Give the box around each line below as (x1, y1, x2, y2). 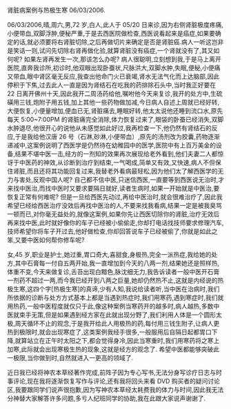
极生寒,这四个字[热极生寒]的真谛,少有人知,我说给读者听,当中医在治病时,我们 (7, 285, 220, 293)
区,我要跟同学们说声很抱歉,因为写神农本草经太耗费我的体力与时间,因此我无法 (7, 386, 224, 394)
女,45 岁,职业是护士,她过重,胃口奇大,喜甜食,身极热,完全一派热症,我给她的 (7, 251, 212, 258)
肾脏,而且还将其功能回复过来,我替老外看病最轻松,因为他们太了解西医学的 (12, 167, 219, 175)
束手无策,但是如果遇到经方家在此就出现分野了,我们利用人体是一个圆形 (19, 311, 217, 319)
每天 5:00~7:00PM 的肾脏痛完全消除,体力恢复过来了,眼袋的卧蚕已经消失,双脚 (7, 116, 224, 123)
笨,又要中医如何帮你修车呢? (7, 236, 85, 244)
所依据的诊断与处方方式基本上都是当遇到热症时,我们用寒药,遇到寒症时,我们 (7, 293, 219, 302)
